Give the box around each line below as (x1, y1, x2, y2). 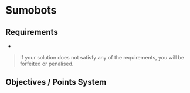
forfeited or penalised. (19, 60, 74, 67)
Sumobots (5, 4, 57, 17)
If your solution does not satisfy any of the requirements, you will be (19, 54, 185, 61)
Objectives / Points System (5, 77, 107, 87)
